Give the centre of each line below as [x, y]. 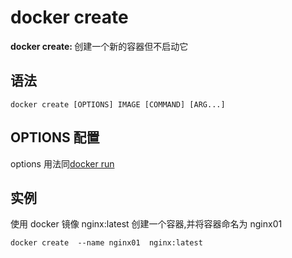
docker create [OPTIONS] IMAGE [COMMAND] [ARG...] [118, 104]
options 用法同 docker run [62, 163]
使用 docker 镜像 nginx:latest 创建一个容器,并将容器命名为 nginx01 [146, 224]
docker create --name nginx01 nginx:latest [106, 243]
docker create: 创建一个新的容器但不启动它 [99, 46]
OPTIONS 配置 [55, 137]
